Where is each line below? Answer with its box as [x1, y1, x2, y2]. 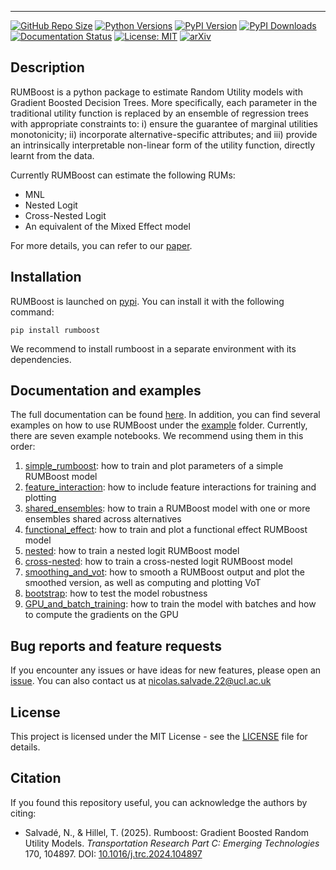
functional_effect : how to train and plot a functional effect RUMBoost [24, 524, 308, 536]
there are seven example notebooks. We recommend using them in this [10, 430, 304, 442]
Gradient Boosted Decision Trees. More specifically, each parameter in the [10, 96, 318, 108]
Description [10, 59, 85, 76]
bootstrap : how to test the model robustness [24, 587, 208, 600]
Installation [10, 269, 82, 286]
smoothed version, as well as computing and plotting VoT [24, 577, 262, 589]
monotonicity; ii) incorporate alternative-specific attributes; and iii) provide [10, 128, 318, 140]
